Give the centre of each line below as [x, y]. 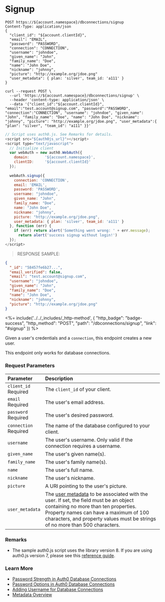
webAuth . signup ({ [27, 176]
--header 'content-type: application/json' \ [57, 100]
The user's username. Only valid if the [89, 440]
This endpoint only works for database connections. [58, 353]
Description [59, 378]
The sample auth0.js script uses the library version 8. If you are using [82, 550]
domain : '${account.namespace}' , [55, 157]
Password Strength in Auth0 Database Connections [64, 579]
